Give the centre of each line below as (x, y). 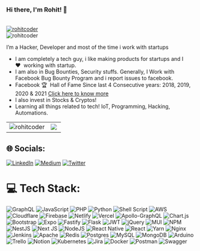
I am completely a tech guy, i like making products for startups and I (99, 59)
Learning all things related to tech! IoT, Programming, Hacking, (92, 106)
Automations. (31, 113)
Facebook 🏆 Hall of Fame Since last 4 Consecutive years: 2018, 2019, (103, 85)
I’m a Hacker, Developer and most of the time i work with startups (87, 47)
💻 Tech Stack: (43, 189)
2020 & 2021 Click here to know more (62, 94)
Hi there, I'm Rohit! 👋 (37, 10)
